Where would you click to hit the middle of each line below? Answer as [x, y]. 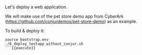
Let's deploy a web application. [36, 7]
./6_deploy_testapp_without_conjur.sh [44, 44]
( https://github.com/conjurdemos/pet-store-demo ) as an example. [71, 21]
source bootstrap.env [27, 40]
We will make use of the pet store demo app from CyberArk [64, 16]
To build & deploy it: [25, 31]
